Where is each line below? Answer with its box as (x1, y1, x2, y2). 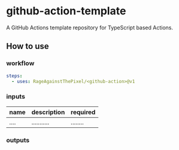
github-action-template (6, 4, 126, 18)
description (31, 108, 65, 116)
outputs (6, 136, 30, 144)
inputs (6, 93, 26, 101)
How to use (6, 41, 49, 51)
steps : (6, 73, 23, 79)
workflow (6, 59, 35, 68)
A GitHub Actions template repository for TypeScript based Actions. (6, 24, 174, 31)
